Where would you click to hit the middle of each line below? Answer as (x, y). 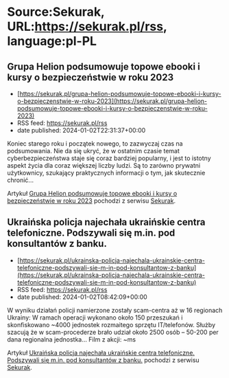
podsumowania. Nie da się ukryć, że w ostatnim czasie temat (94, 151)
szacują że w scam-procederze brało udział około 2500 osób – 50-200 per (113, 332)
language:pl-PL (52, 41)
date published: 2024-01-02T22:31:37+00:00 (81, 130)
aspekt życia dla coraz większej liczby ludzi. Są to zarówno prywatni (104, 165)
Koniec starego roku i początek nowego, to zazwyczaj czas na (95, 144)
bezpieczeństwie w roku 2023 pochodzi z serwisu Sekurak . (92, 201)
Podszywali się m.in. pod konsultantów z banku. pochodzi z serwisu (104, 360)
